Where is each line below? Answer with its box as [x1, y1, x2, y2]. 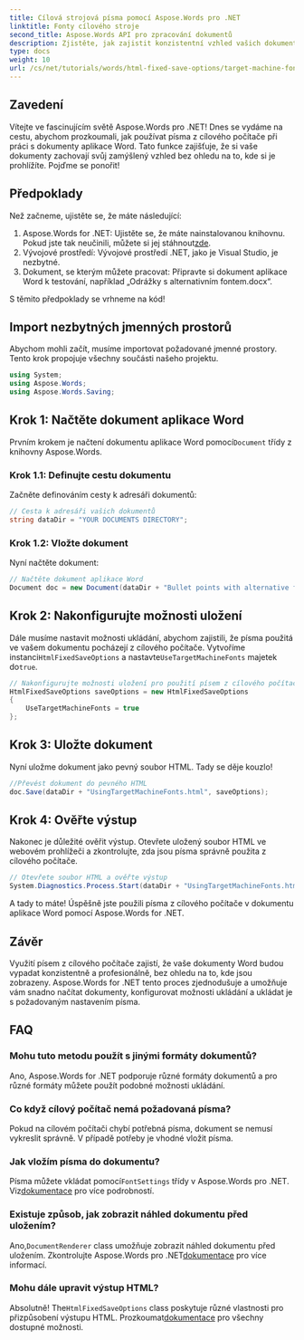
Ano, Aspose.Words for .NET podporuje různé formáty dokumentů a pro [9, 1070, 278, 1081]
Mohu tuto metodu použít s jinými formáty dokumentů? [9, 1049, 258, 1062]
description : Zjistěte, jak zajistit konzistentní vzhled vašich [9, 38, 261, 48]
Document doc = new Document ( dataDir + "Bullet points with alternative [9, 583, 290, 592]
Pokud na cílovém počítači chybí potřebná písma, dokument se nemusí [9, 1123, 273, 1134]
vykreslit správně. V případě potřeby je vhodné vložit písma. [9, 1133, 233, 1144]
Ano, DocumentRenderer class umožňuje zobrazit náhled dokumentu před [9, 1239, 276, 1250]
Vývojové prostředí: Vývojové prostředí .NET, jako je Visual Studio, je [22, 246, 279, 258]
